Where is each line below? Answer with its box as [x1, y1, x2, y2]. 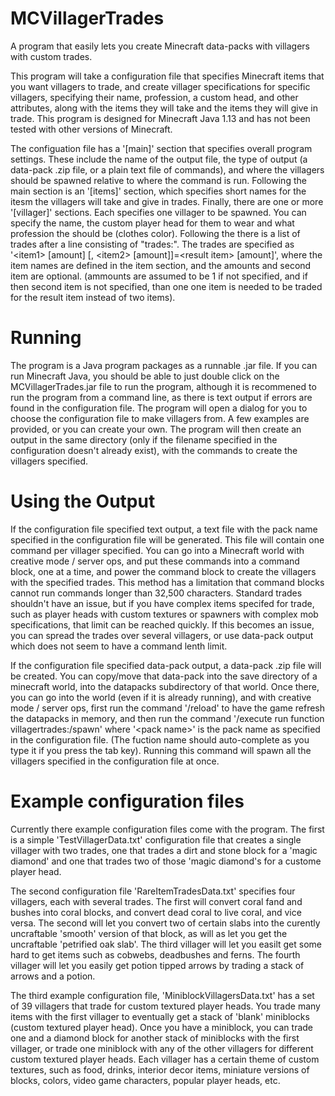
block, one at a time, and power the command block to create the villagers [10, 565, 317, 577]
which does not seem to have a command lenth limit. [10, 640, 228, 652]
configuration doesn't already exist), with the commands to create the [10, 444, 298, 456]
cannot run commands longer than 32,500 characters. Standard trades [10, 587, 303, 599]
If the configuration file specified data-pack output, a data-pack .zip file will [10, 659, 322, 671]
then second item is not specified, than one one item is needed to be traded [10, 280, 323, 292]
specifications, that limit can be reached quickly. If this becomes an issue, [10, 618, 315, 631]
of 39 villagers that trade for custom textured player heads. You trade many [10, 1000, 321, 1012]
